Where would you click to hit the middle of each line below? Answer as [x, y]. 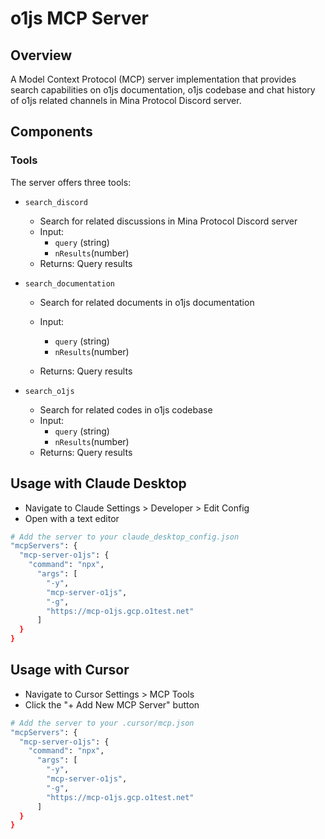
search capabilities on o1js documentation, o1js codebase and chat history [163, 90]
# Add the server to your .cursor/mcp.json [102, 723]
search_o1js [49, 391]
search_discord [56, 202]
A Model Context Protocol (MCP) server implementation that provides [153, 79]
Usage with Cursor [70, 670]
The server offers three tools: [71, 182]
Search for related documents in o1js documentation [147, 302]
